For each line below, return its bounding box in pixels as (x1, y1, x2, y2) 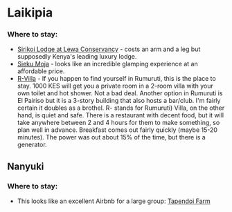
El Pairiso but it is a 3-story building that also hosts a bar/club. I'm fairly (17, 97, 221, 105)
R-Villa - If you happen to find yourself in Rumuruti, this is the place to (17, 75, 216, 83)
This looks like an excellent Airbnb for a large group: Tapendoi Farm (17, 197, 211, 205)
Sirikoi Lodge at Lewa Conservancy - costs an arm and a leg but (17, 45, 201, 53)
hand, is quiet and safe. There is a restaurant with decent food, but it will (17, 111, 224, 119)
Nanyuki (7, 160, 44, 172)
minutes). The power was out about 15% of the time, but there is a (17, 133, 206, 142)
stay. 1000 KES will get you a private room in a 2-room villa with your (17, 81, 213, 90)
